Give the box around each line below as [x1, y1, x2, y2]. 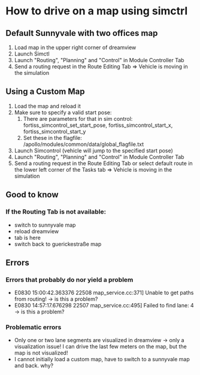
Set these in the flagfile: [23, 134, 82, 141]
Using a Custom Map [5, 87, 85, 97]
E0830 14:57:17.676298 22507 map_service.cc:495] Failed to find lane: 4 [14, 302, 194, 309]
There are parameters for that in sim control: [23, 115, 133, 122]
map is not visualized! [14, 349, 68, 356]
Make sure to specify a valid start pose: [14, 109, 112, 116]
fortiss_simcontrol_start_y [23, 127, 86, 135]
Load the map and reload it [14, 102, 81, 109]
